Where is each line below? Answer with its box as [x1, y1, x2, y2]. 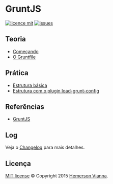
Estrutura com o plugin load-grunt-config [12, 87, 99, 94]
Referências [5, 102, 45, 111]
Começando [12, 48, 39, 54]
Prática [5, 68, 29, 77]
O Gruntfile [12, 54, 36, 60]
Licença [5, 159, 32, 168]
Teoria [5, 35, 26, 43]
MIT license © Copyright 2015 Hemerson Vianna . [5, 173, 108, 179]
